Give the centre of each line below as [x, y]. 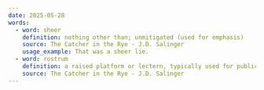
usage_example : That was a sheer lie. [86, 52]
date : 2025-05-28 [37, 15]
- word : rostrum [42, 59]
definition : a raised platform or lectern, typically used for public [140, 67]
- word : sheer [38, 30]
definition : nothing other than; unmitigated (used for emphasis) [133, 37]
